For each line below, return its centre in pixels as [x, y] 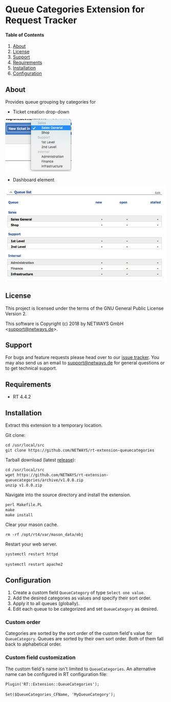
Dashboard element [34, 180]
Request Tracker [41, 20]
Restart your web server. [31, 544]
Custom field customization [40, 657]
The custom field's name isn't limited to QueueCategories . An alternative [81, 669]
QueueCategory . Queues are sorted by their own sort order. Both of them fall [84, 639]
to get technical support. [31, 368]
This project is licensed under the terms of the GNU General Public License [84, 308]
